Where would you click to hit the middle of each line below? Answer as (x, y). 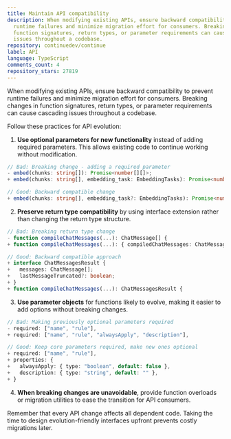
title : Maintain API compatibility (58, 13)
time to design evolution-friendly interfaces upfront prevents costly (102, 420)
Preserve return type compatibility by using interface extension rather (118, 212)
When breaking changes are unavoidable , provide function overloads (117, 392)
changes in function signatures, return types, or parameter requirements (110, 105)
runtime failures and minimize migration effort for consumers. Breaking (107, 98)
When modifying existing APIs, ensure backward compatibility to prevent (110, 91)
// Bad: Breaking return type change (61, 232)
